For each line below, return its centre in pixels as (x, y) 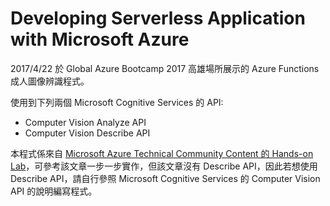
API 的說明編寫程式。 (54, 191)
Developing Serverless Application (158, 18)
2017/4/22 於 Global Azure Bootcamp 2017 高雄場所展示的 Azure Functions (165, 68)
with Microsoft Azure (100, 39)
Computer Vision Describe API (87, 133)
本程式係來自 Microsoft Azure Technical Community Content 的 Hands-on (162, 153)
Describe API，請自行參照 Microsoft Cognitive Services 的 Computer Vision (165, 178)
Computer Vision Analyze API (85, 122)
